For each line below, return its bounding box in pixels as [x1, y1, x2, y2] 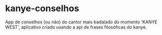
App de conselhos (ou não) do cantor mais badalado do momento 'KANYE [5, 19, 158, 25]
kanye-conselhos [5, 3, 79, 14]
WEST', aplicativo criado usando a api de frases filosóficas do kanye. [5, 24, 147, 30]
